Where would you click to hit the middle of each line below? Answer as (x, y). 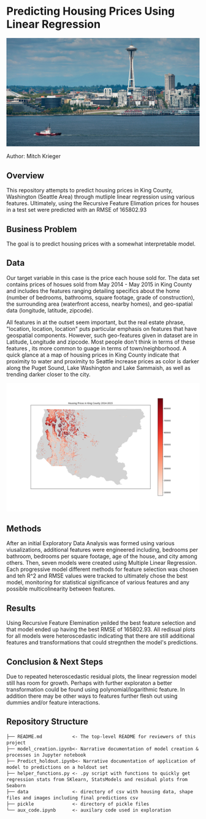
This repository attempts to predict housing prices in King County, (90, 191)
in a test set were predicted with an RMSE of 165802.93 (77, 210)
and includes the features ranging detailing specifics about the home (93, 291)
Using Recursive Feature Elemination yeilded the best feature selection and (101, 623)
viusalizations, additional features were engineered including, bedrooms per (102, 550)
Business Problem (42, 229)
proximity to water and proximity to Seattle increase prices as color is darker (103, 361)
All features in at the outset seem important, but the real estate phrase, (96, 322)
